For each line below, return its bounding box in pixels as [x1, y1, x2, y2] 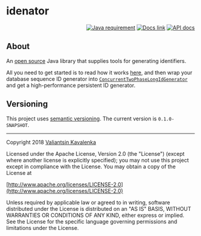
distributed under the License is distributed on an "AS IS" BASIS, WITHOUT [6, 205, 191, 212]
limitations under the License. [6, 224, 79, 231]
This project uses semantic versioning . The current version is [6, 115, 157, 122]
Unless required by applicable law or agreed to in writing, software [6, 199, 170, 206]
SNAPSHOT [6, 122, 28, 128]
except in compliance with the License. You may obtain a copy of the [6, 163, 176, 170]
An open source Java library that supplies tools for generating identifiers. [6, 57, 187, 64]
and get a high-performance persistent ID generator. [6, 81, 136, 89]
